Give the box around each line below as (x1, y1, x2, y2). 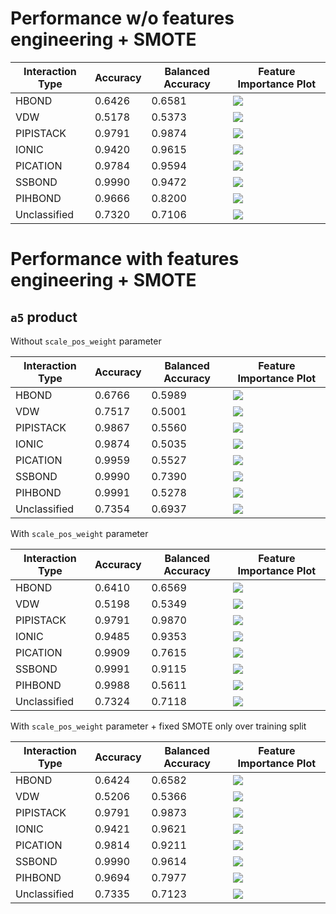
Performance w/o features (10, 7, 235, 30)
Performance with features (10, 248, 240, 271)
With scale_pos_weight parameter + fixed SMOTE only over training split (10, 720, 307, 732)
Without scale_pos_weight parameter (10, 335, 162, 347)
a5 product (10, 308, 78, 326)
